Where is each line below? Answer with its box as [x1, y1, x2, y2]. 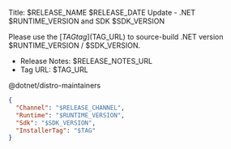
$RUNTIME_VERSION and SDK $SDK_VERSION [8, 16, 165, 26]
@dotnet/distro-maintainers [8, 81, 101, 90]
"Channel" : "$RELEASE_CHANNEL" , [15, 104, 126, 112]
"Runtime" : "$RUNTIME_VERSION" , [15, 111, 126, 119]
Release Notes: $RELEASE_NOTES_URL [19, 57, 152, 66]
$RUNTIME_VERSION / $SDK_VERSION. [8, 40, 140, 50]
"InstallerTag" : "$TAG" [15, 126, 96, 134]
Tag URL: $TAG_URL [19, 65, 89, 74]
